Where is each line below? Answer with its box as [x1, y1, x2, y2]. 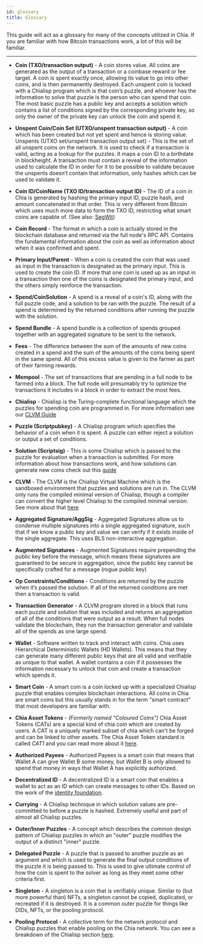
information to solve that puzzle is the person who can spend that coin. [14, 93, 192, 100]
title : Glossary [6, 15, 47, 21]
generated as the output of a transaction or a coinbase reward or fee [14, 68, 186, 75]
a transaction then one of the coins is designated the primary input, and [14, 275, 193, 282]
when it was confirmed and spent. [14, 244, 100, 251]
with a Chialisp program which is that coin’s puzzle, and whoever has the [14, 87, 196, 94]
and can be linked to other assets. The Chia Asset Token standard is [14, 733, 185, 740]
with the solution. [14, 312, 59, 320]
